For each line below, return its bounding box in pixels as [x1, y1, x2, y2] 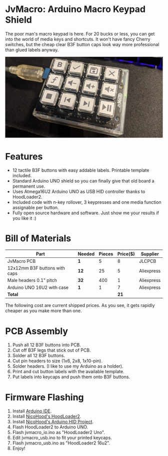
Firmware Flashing [5, 391, 84, 403]
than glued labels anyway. [5, 47, 59, 53]
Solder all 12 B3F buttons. [12, 353, 65, 359]
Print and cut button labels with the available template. [12, 369, 124, 375]
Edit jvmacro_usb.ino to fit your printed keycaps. [12, 435, 112, 441]
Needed [77, 251, 95, 257]
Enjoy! [12, 445, 25, 451]
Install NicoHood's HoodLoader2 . [12, 413, 81, 419]
